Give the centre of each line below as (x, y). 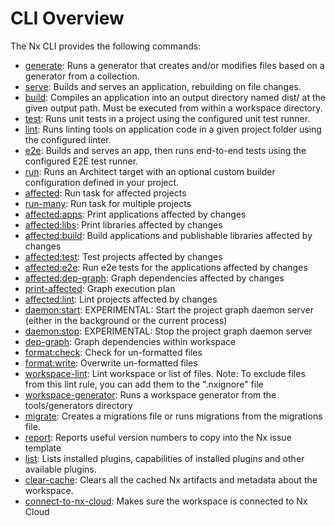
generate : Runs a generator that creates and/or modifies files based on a (174, 65)
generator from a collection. (82, 76)
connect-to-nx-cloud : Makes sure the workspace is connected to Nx (166, 501)
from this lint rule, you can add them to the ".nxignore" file (144, 384)
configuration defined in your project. (102, 182)
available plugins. (60, 469)
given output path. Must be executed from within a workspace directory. (173, 108)
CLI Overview (67, 18)
